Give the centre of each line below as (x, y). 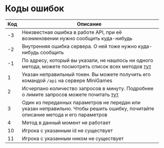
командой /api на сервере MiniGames (67, 80)
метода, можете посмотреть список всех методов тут (86, 66)
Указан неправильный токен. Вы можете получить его (86, 74)
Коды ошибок (35, 9)
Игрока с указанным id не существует (67, 130)
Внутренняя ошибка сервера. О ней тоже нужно (79, 46)
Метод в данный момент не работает (66, 123)
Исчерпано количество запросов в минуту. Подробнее (88, 88)
